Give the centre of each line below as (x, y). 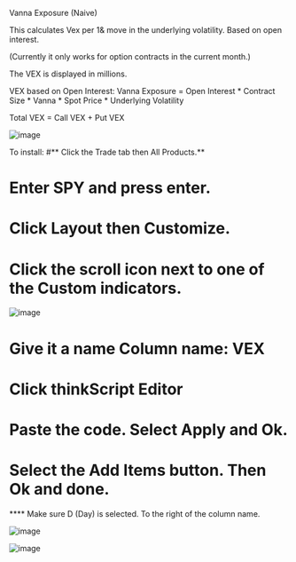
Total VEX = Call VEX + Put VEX (67, 118)
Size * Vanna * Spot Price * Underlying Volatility (97, 100)
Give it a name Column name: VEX (137, 348)
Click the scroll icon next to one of (137, 269)
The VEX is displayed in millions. (68, 74)
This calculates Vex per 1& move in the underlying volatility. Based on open (145, 30)
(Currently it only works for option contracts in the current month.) (130, 56)
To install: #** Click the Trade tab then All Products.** (107, 152)
